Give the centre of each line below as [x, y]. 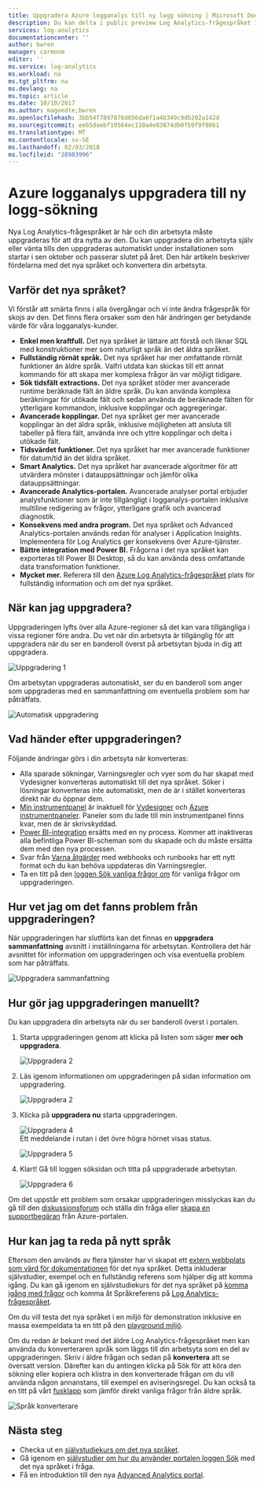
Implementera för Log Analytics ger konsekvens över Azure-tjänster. [130, 541]
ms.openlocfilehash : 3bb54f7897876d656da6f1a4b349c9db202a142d [114, 118]
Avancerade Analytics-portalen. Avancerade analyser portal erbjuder [134, 491]
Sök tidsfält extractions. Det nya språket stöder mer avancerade [125, 383]
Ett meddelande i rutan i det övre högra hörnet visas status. [115, 1138]
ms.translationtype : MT [47, 132]
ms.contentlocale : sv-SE [49, 140]
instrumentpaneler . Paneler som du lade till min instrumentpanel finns [132, 815]
